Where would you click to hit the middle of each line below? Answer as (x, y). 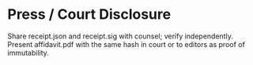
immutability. (28, 52)
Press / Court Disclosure (89, 14)
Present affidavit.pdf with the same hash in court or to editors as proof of (126, 44)
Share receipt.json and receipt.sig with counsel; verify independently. (121, 36)
